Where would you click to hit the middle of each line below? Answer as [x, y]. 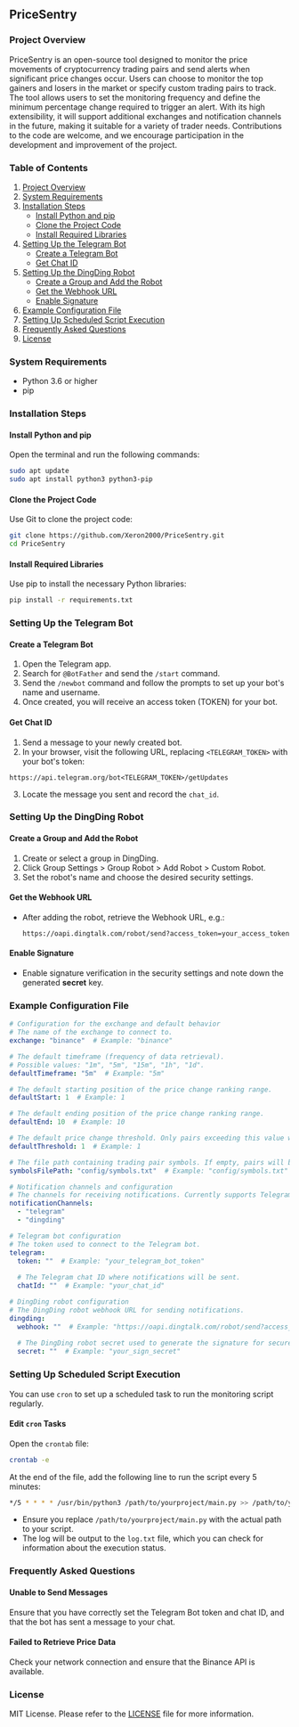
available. [27, 1671]
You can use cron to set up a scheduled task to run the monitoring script [141, 1394]
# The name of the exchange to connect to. [91, 1033]
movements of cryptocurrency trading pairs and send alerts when [130, 69]
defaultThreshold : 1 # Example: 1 [75, 1146]
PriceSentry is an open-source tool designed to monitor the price [129, 59]
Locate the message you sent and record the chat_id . [121, 794]
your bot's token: [53, 761]
